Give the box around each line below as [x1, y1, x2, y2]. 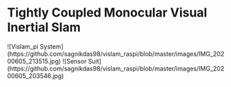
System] [39, 42, 64, 50]
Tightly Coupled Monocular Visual [7, 5, 208, 21]
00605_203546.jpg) [7, 71, 64, 80]
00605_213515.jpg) [7, 57, 61, 65]
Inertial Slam [7, 19, 81, 35]
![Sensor [62, 57, 87, 65]
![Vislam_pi [7, 42, 39, 50]
